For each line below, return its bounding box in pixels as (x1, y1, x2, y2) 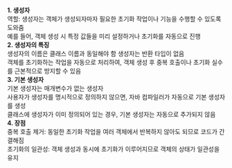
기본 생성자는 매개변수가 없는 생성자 (7, 84, 104, 92)
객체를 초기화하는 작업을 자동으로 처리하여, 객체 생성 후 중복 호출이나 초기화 (7, 58, 211, 66)
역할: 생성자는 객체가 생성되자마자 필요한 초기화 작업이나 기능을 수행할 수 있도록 (7, 15, 222, 23)
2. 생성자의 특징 (7, 41, 50, 49)
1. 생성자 (7, 6, 30, 14)
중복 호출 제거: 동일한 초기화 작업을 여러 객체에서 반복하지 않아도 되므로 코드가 (7, 128, 218, 135)
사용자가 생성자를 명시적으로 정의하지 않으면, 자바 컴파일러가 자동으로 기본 (7, 93, 207, 101)
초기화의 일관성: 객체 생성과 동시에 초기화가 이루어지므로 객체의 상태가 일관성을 (7, 145, 220, 153)
